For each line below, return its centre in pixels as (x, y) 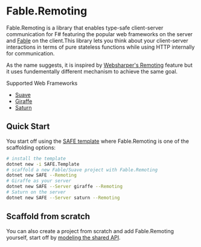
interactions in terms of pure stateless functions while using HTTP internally (101, 47)
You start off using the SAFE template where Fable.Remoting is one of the (97, 141)
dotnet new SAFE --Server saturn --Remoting (63, 198)
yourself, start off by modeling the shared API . (63, 237)
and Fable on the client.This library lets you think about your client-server (97, 40)
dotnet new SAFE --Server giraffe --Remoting (64, 187)
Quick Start (28, 127)
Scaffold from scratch (48, 217)
